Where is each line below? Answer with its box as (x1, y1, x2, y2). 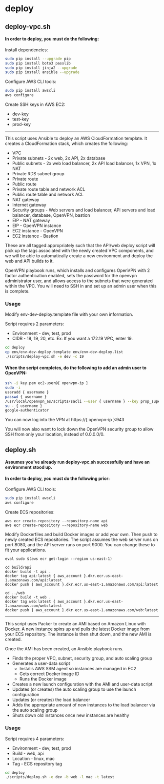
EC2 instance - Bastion (12, 233, 59, 239)
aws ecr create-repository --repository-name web (5, 523, 108, 528)
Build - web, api (12, 750, 44, 756)
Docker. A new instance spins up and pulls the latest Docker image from (5, 626, 150, 632)
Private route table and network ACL (12, 186, 85, 192)
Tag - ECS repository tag (12, 761, 62, 766)
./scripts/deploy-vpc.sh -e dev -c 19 (5, 354, 84, 359)
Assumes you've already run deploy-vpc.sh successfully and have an (5, 459, 150, 465)
